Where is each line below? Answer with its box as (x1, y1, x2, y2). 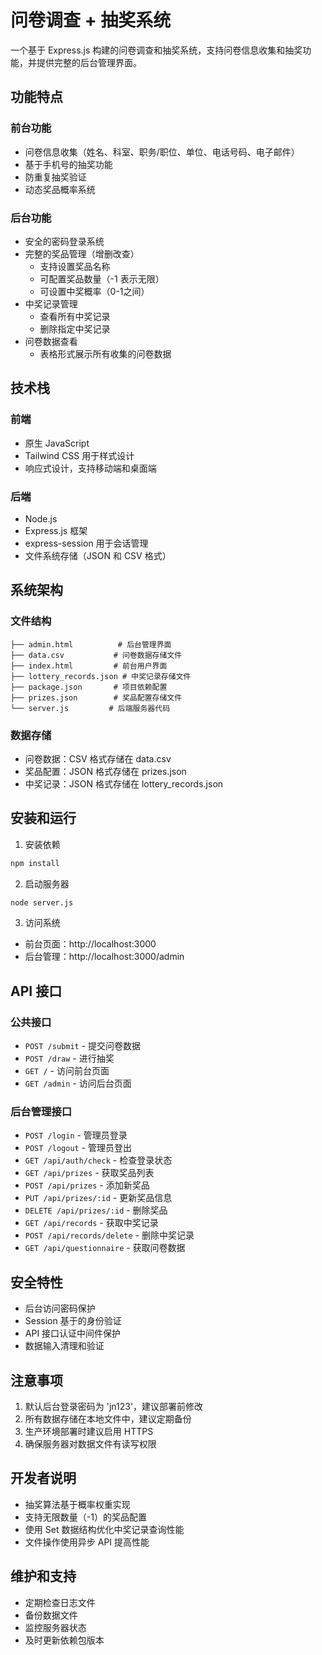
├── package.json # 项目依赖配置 (10, 682, 168, 692)
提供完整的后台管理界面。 (36, 56, 142, 68)
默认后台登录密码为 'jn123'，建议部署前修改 (24, 1401, 204, 1413)
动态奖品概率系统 (24, 183, 96, 195)
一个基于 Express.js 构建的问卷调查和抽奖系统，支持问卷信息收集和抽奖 (10, 44, 303, 56)
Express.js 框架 (24, 524, 88, 536)
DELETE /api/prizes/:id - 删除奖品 (24, 1204, 168, 1216)
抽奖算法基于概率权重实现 (24, 1498, 131, 1510)
